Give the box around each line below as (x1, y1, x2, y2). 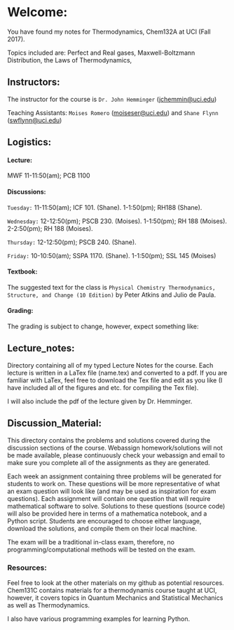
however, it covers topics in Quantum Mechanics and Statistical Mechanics (7, 594, 223, 602)
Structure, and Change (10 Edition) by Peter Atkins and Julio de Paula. (7, 290, 216, 299)
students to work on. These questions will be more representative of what (7, 479, 221, 488)
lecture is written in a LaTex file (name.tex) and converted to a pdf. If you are (7, 368, 228, 377)
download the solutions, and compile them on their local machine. (7, 524, 198, 532)
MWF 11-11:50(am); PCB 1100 (7, 171, 90, 180)
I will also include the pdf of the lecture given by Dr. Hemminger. (7, 397, 193, 406)
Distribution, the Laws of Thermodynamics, (7, 55, 132, 64)
